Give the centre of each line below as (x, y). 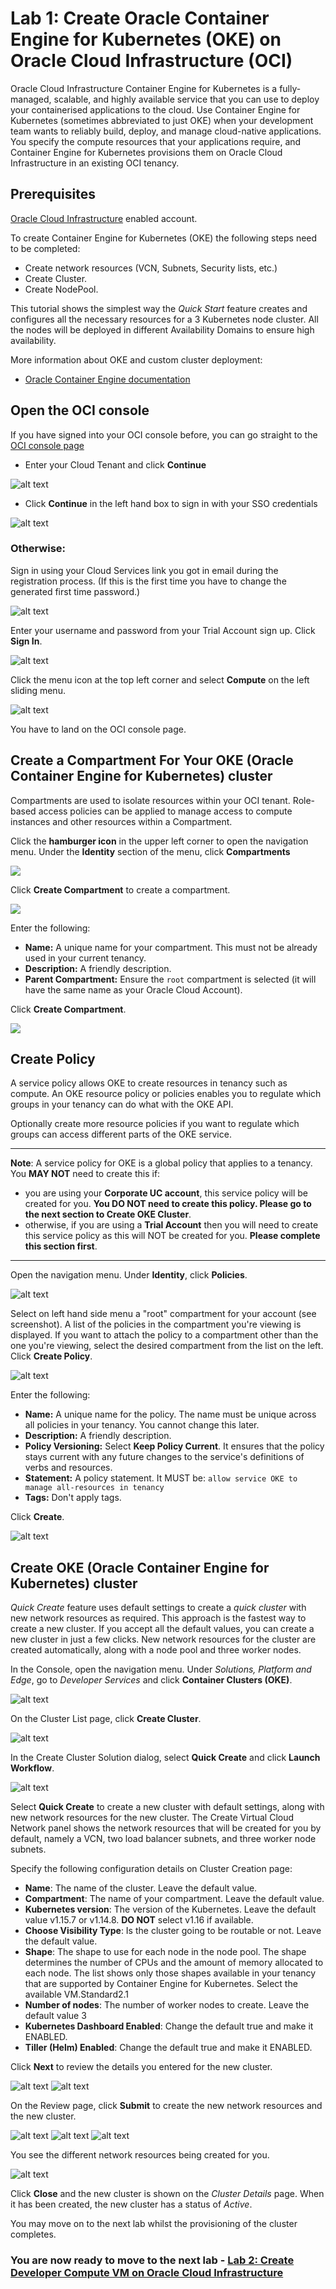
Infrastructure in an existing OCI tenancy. (95, 163)
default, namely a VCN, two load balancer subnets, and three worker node (163, 1839)
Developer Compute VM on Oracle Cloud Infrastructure (147, 2273)
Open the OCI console (80, 410)
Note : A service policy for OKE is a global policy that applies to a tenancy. (161, 1163)
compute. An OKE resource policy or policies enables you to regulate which (166, 1094)
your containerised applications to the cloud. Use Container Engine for (155, 109)
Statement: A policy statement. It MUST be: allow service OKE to (161, 1478)
